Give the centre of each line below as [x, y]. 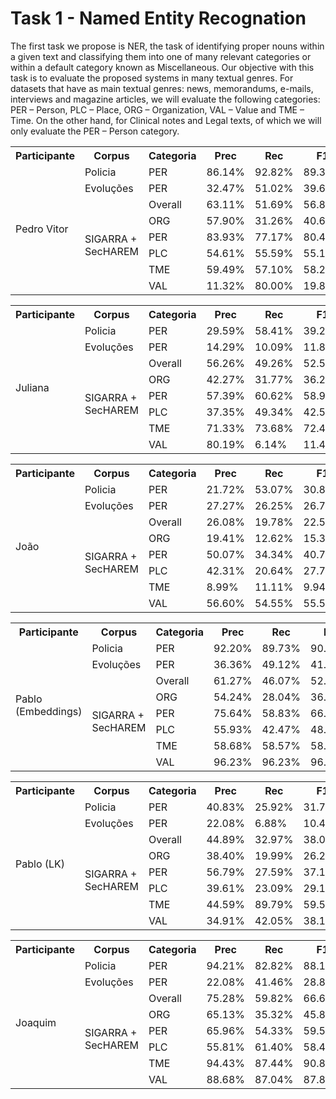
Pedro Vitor [42, 229]
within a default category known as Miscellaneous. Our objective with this [162, 67]
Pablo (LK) [40, 864]
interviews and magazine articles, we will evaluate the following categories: [165, 99]
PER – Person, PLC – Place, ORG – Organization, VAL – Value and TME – [157, 109]
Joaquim [36, 1022]
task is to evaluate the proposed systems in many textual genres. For [152, 78]
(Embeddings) [49, 711]
